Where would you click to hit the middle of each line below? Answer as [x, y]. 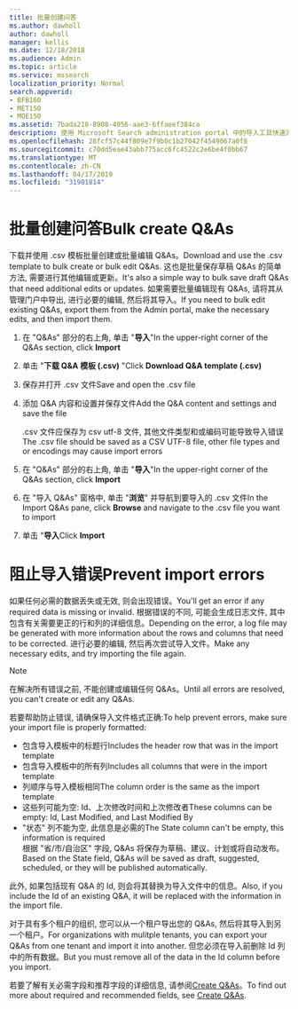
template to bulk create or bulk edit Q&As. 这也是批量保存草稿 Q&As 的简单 [145, 266]
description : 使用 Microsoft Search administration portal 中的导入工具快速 [148, 133]
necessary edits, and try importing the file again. [98, 654]
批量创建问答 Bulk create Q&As [122, 229]
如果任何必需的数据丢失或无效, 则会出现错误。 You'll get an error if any [137, 601]
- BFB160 [25, 100]
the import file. [36, 905]
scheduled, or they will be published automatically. [114, 867]
